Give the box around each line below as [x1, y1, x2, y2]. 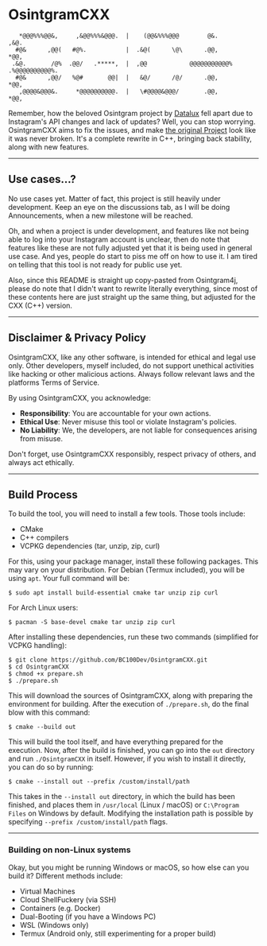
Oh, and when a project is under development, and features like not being [8, 226, 249, 235]
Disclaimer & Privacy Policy [8, 331, 147, 345]
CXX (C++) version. [8, 300, 73, 310]
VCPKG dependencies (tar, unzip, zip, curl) [19, 541, 161, 551]
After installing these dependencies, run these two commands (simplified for [8, 632, 259, 642]
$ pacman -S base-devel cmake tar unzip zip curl [8, 618, 176, 626]
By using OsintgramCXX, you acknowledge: [8, 393, 151, 402]
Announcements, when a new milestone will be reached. [8, 211, 193, 220]
